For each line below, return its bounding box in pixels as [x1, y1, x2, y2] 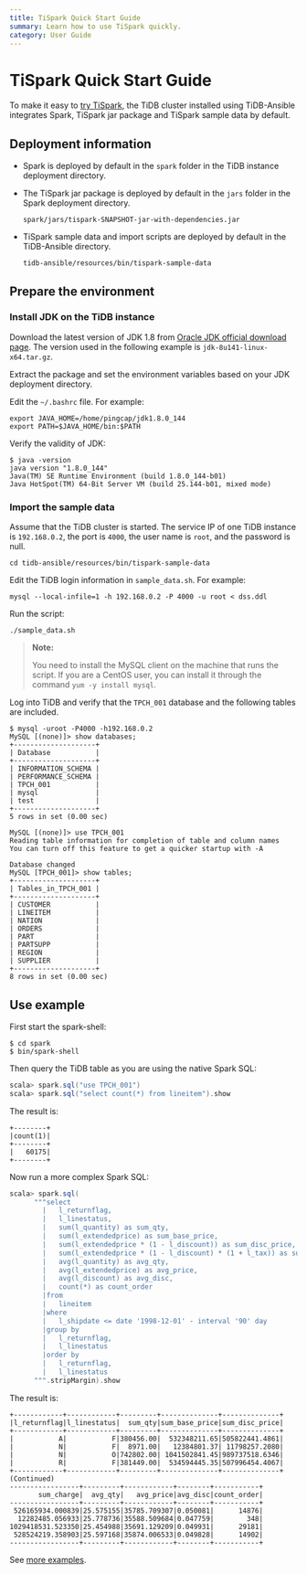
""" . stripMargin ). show [33, 1376, 121, 1385]
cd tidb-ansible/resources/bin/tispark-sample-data [9, 558, 210, 568]
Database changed [9, 860, 76, 869]
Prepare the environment [9, 283, 155, 299]
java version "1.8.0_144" [9, 463, 108, 473]
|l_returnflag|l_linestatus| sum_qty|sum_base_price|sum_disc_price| [9, 1418, 284, 1427]
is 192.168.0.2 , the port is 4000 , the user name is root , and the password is [9, 531, 291, 542]
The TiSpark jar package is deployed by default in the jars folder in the [22, 188, 291, 199]
